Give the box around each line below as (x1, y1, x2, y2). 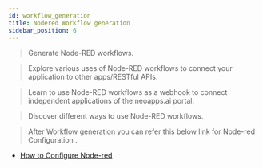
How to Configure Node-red (19, 150, 113, 160)
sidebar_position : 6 (8, 26, 78, 34)
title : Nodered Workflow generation (8, 19, 130, 27)
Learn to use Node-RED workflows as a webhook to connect (27, 88, 228, 97)
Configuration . (27, 135, 78, 145)
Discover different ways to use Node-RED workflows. (27, 111, 204, 121)
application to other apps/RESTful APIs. (27, 72, 158, 82)
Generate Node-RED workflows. (27, 49, 134, 58)
